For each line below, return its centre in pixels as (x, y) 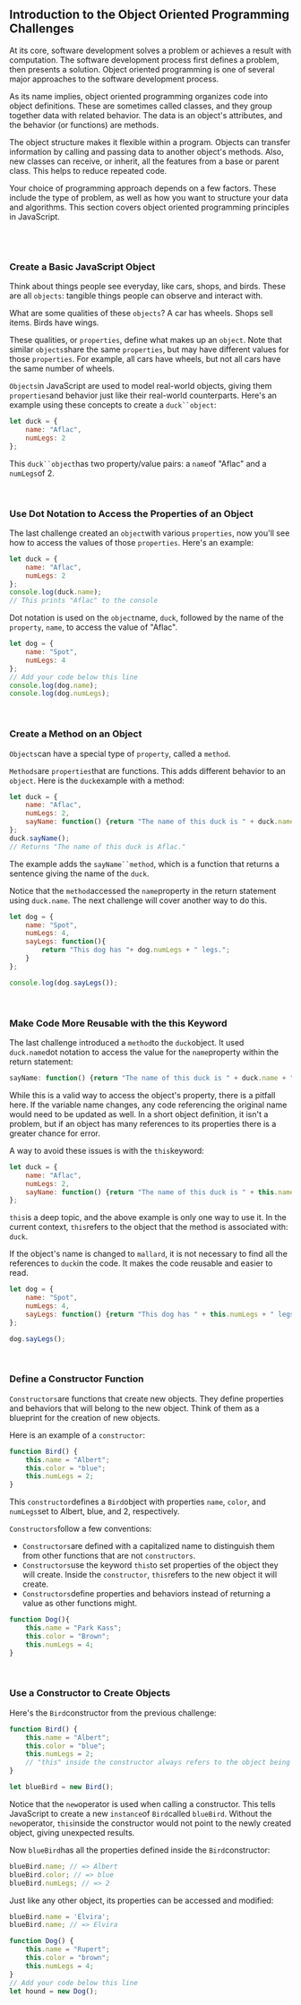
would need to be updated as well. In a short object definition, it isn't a (139, 1114)
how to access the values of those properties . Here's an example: (131, 542)
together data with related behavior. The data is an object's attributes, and (146, 115)
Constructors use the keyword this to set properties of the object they (150, 1565)
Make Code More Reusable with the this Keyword (118, 1023)
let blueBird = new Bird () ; (62, 1787)
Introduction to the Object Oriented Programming (149, 15)
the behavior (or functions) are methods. (84, 125)
